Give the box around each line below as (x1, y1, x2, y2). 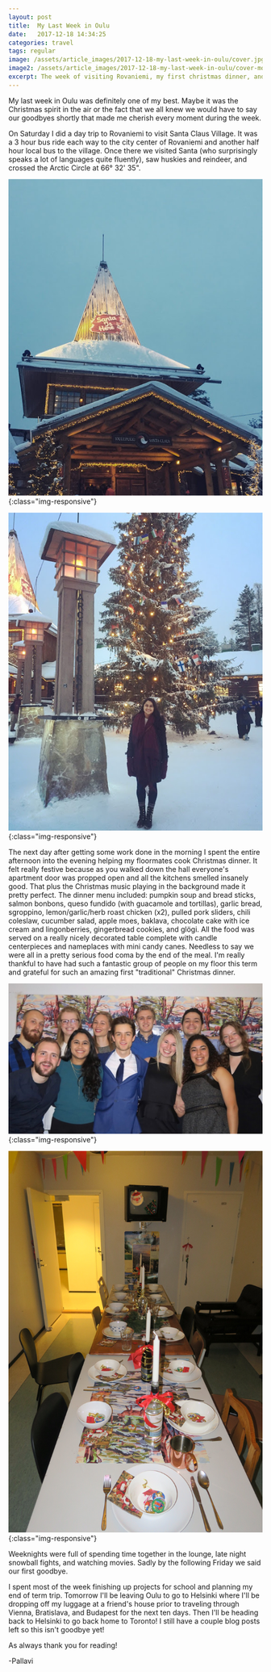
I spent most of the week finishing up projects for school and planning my (8, 1582, 253, 1592)
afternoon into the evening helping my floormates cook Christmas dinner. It (8, 856, 258, 865)
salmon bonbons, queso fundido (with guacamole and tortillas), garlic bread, (8, 899, 263, 908)
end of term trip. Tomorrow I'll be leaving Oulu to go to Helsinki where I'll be (8, 1590, 261, 1600)
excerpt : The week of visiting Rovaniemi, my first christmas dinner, (8, 73, 251, 81)
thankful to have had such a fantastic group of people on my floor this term (8, 958, 258, 968)
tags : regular (8, 47, 56, 56)
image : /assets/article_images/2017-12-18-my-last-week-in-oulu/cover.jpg (8, 56, 265, 64)
